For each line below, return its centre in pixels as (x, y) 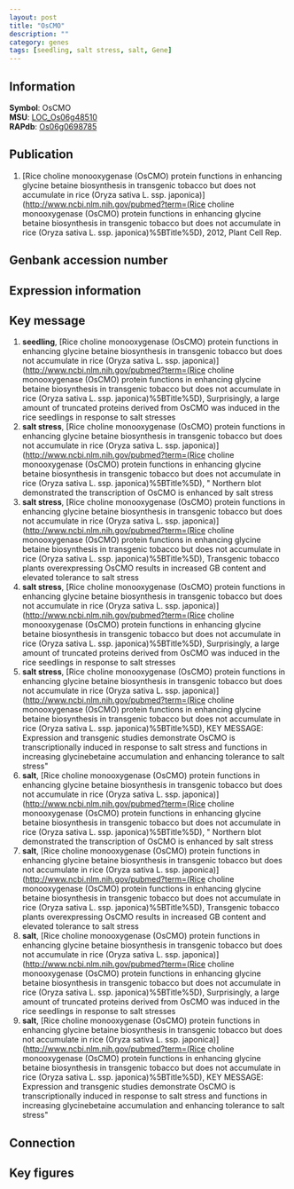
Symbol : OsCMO (40, 107)
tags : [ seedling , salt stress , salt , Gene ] (91, 51)
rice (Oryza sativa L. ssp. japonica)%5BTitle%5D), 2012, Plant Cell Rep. (151, 232)
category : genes (39, 42)
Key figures (42, 1173)
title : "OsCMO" (37, 26)
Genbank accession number (89, 260)
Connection (42, 1142)
